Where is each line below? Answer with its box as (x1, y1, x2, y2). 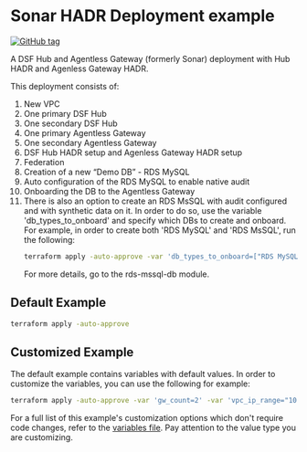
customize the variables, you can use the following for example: (10, 378, 250, 389)
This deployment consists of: (10, 80, 120, 91)
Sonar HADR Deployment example (10, 5, 275, 26)
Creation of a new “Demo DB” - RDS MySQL (23, 166, 190, 177)
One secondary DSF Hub (23, 118, 118, 129)
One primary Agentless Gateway (23, 127, 146, 138)
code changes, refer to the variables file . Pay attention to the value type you (10, 422, 296, 434)
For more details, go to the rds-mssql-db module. (23, 268, 210, 279)
